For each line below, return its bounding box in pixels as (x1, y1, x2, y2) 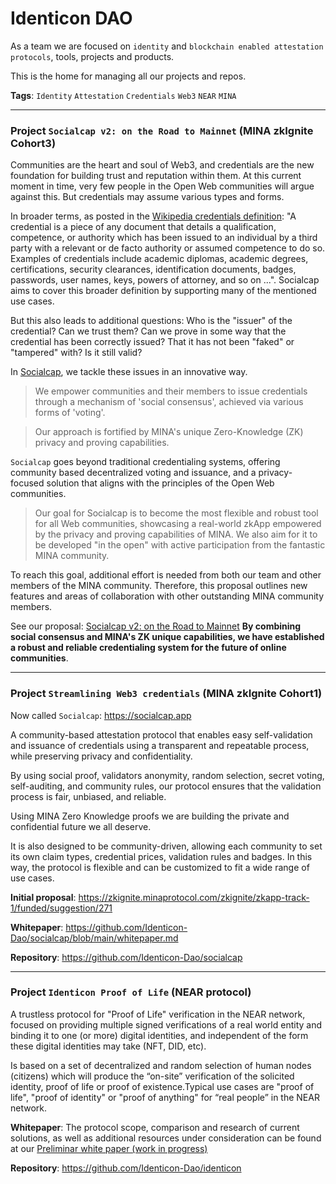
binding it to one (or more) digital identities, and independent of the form (10, 1029, 309, 1041)
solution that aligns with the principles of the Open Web (46, 477, 275, 489)
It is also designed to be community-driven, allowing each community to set (10, 840, 323, 852)
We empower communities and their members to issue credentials (34, 385, 308, 397)
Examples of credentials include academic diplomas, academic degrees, (10, 253, 309, 265)
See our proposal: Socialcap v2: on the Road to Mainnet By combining (10, 620, 302, 632)
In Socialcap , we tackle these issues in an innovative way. (10, 366, 248, 378)
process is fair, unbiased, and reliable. (10, 790, 167, 802)
